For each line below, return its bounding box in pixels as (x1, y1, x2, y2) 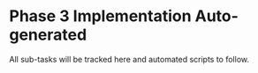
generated (9, 25, 87, 45)
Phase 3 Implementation (9, 6, 192, 26)
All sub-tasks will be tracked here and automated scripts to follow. (9, 54, 250, 64)
